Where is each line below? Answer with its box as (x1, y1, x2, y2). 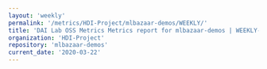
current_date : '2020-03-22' (8, 48, 102, 56)
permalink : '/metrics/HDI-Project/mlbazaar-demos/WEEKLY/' (8, 19, 208, 27)
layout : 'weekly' (8, 11, 66, 20)
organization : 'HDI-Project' (8, 33, 105, 42)
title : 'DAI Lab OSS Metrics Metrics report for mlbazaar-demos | (8, 26, 233, 34)
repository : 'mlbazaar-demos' (8, 41, 109, 49)
